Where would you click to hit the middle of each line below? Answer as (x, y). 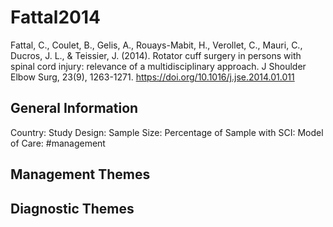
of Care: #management (58, 143)
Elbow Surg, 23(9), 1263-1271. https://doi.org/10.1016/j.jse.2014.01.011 (152, 77)
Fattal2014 (55, 17)
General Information (74, 108)
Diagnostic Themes (72, 208)
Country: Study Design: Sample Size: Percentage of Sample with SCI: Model (167, 132)
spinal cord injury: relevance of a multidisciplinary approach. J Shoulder (158, 66)
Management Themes (80, 174)
